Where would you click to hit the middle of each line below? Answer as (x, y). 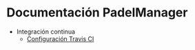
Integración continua (46, 32)
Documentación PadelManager (97, 13)
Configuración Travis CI (60, 38)
